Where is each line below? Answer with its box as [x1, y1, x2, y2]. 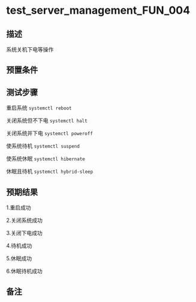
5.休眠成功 [6, 255, 32, 262]
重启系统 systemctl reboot [6, 104, 72, 111]
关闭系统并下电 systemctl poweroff [6, 130, 93, 137]
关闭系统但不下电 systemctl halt [6, 117, 88, 124]
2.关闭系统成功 [6, 216, 43, 224]
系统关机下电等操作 [6, 46, 54, 53]
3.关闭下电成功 [6, 230, 43, 237]
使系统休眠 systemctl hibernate [6, 155, 85, 162]
